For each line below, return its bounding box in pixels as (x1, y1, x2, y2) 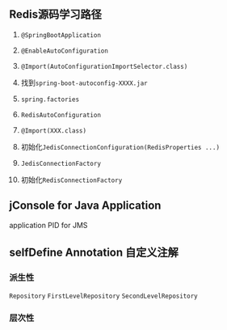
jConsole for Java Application (9, 199, 162, 213)
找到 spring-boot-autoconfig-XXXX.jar (20, 78, 148, 87)
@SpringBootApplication (20, 31, 102, 39)
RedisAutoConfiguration (20, 111, 102, 119)
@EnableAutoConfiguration (20, 47, 108, 55)
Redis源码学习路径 (9, 7, 102, 22)
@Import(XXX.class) (20, 126, 87, 135)
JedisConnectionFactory (20, 159, 102, 167)
